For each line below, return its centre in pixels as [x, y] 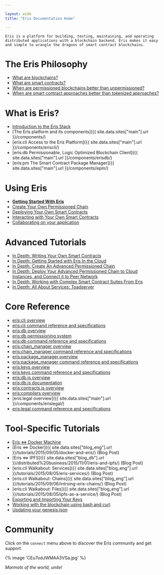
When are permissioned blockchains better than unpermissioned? [78, 88]
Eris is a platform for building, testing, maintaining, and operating [79, 36]
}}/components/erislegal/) [38, 404]
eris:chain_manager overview [42, 346]
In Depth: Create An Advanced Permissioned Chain [63, 266]
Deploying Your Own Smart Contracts [50, 212]
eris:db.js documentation [37, 383]
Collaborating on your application [46, 222]
